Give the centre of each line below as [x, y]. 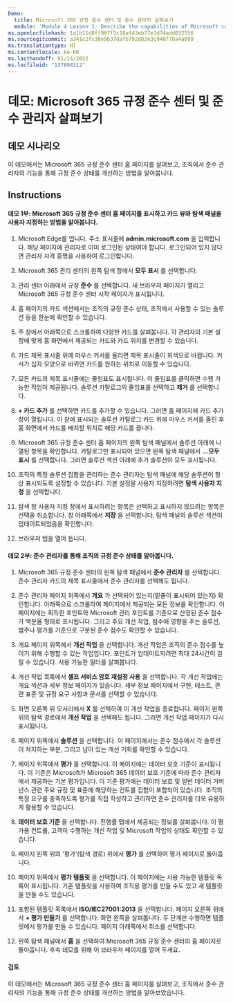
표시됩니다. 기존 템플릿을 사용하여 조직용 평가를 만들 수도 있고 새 [118, 886]
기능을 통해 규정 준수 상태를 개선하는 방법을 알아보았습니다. [105, 992]
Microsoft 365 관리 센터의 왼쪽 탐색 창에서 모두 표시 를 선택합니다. [108, 271]
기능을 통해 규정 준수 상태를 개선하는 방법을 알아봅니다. [100, 173]
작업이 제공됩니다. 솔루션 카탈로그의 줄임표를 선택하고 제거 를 [113, 387]
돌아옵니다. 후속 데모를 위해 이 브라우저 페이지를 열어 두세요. [99, 950]
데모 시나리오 [34, 146]
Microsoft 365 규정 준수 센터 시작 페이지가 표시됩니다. [91, 294]
